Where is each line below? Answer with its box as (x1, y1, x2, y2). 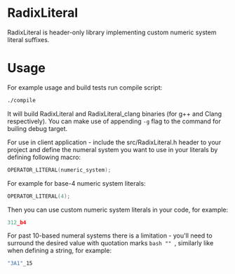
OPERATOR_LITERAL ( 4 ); (7, 193, 71, 200)
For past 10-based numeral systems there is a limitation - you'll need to (7, 231, 213, 240)
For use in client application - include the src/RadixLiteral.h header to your (7, 138, 222, 146)
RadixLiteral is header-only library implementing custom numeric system (7, 28, 217, 36)
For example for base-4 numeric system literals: (7, 179, 146, 187)
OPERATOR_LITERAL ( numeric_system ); (7, 166, 112, 173)
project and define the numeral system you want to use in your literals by (7, 145, 218, 153)
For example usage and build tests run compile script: (7, 83, 163, 92)
